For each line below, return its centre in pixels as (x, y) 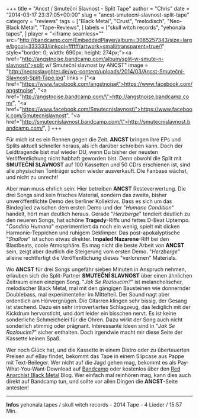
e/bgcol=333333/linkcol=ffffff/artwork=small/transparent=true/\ (84, 46)
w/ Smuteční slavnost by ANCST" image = (97, 65)
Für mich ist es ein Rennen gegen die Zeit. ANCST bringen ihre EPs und (94, 139)
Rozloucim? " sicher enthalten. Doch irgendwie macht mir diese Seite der (94, 332)
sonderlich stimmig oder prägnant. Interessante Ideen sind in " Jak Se (91, 326)
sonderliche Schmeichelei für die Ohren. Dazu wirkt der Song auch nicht (94, 320)
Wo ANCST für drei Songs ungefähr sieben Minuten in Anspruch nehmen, (96, 269)
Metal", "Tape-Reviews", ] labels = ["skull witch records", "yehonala (103, 27)
